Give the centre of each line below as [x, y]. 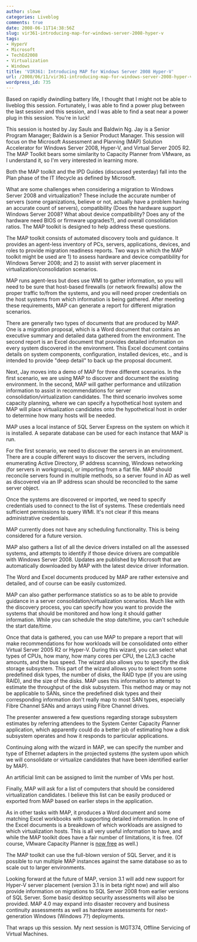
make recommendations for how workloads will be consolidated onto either [97, 643]
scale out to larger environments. [46, 868]
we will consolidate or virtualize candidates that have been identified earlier [97, 760]
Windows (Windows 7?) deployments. [79, 916]
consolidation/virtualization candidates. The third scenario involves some [94, 397]
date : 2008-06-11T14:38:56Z [40, 28]
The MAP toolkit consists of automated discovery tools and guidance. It [92, 238]
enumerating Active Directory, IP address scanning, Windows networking [94, 463]
